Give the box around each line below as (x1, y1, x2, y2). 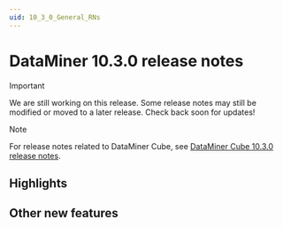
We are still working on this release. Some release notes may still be (9, 97, 256, 108)
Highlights (9, 176, 68, 191)
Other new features (9, 206, 119, 221)
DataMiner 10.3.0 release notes (9, 50, 244, 71)
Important (9, 80, 45, 91)
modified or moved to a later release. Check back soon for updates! (9, 107, 256, 117)
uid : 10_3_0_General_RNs (9, 12, 101, 22)
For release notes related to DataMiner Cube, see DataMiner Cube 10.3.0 (9, 140, 274, 151)
